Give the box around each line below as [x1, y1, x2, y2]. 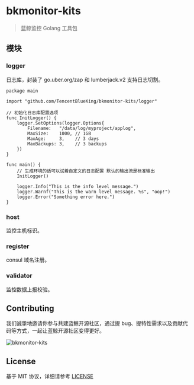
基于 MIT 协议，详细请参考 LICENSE [6, 373, 93, 380]
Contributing [6, 303, 54, 313]
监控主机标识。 [6, 227, 43, 234]
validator [6, 272, 33, 280]
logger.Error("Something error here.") [17, 194, 115, 200]
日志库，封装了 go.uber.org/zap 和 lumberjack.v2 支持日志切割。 [6, 76, 164, 83]
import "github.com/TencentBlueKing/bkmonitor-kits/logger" [6, 98, 158, 104]
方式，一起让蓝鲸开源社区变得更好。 [16, 327, 105, 335]
